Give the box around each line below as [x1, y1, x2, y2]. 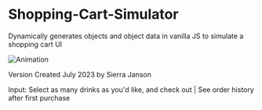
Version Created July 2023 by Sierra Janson [8, 69, 151, 79]
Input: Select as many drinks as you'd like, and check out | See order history [8, 84, 255, 94]
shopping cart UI [8, 39, 63, 48]
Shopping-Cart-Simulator [8, 5, 179, 23]
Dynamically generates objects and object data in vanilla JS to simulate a [8, 31, 244, 41]
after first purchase [8, 93, 71, 102]
